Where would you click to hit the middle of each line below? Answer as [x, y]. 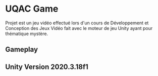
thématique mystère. [27, 33]
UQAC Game [32, 9]
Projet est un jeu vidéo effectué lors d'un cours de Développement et [77, 23]
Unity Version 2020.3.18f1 [47, 67]
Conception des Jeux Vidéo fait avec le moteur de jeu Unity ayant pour [79, 28]
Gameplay [22, 49]
